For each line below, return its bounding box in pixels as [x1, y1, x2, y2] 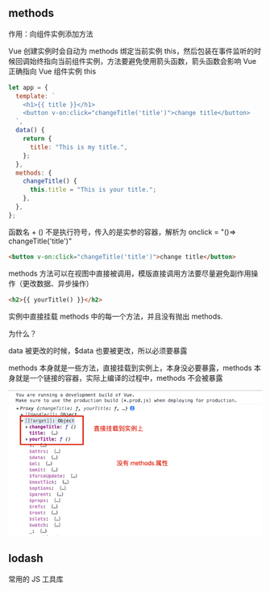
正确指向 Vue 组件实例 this [8, 66, 97, 76]
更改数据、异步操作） [22, 278, 93, 288]
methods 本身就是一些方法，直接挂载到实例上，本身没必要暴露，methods [8, 363, 252, 373]
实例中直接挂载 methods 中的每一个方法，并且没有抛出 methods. [8, 311, 223, 321]
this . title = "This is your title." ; [29, 186, 157, 194]
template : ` [15, 92, 56, 100]
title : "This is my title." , [29, 143, 128, 151]
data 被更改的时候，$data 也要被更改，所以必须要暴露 [8, 345, 188, 355]
